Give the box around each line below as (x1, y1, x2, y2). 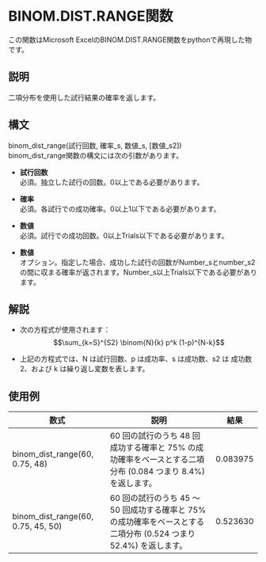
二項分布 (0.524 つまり (109, 528, 196, 539)
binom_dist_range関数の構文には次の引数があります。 (8, 150, 184, 160)
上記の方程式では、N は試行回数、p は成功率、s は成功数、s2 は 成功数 (19, 354, 252, 364)
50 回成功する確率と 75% (109, 504, 207, 515)
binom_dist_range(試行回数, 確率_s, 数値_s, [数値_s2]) (8, 140, 182, 150)
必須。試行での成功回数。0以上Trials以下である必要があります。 (19, 230, 229, 240)
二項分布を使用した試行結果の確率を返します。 (8, 93, 161, 102)
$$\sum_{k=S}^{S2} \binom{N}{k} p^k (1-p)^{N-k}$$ (52, 338, 225, 347)
